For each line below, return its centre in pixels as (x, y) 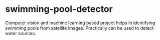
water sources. (21, 33)
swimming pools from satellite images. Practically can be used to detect (79, 28)
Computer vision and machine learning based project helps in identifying (80, 23)
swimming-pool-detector (59, 9)
